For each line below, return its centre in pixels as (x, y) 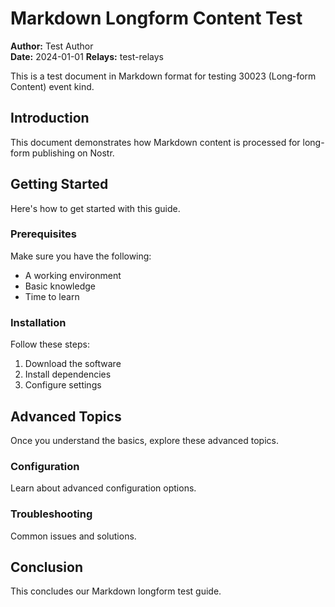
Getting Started (59, 184)
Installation (38, 322)
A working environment (73, 275)
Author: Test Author (52, 46)
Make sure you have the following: (81, 256)
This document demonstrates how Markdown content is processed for (155, 142)
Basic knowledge (60, 286)
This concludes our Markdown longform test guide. (116, 591)
